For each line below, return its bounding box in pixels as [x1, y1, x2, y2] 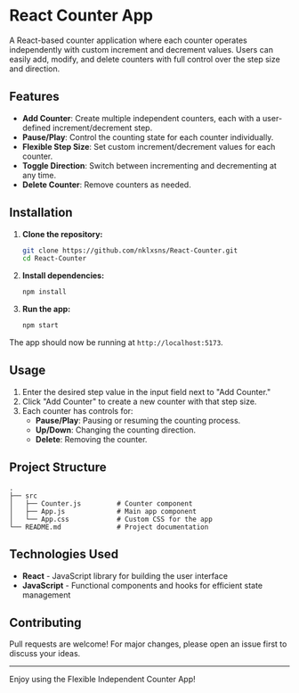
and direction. [9, 63, 61, 74]
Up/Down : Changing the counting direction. [35, 425, 197, 435]
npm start [21, 321, 60, 330]
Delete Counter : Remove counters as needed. [21, 179, 191, 190]
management [21, 590, 71, 600]
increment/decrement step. [53, 122, 153, 133]
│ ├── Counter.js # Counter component [9, 499, 193, 508]
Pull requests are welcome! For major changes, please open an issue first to [9, 639, 287, 649]
